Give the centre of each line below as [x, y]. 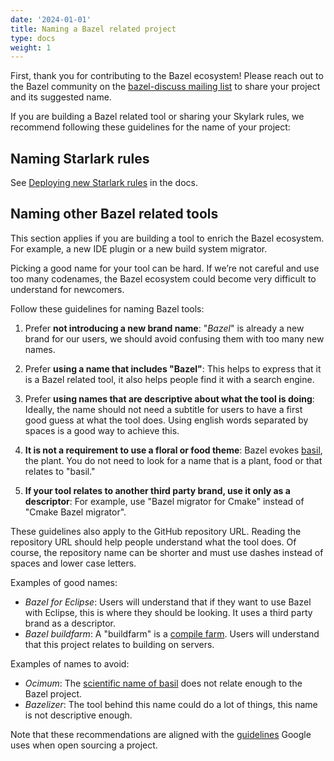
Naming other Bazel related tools [114, 214]
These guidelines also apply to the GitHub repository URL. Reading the [156, 531]
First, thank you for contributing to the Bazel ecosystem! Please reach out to [167, 76]
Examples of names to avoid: [70, 663]
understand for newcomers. [67, 289]
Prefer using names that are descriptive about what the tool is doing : [169, 398]
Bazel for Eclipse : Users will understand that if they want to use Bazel [168, 602]
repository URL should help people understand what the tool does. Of [153, 542]
